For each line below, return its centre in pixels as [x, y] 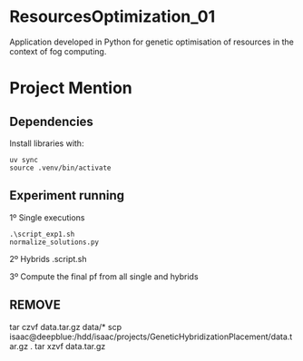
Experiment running [67, 195]
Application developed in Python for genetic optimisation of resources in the [152, 42]
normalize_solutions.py [54, 242]
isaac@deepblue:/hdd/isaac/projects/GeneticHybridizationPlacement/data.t [151, 337]
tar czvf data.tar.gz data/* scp [66, 327]
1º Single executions [47, 217]
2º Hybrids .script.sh [48, 259]
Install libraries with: [47, 143]
